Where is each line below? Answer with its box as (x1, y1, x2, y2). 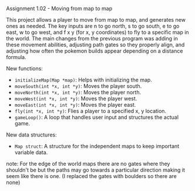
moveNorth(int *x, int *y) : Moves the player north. (14, 89, 142, 95)
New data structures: (6, 131, 57, 138)
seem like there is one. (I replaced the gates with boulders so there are (6, 173, 177, 179)
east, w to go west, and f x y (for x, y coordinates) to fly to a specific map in (6, 29, 189, 36)
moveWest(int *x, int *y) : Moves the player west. (14, 95, 137, 102)
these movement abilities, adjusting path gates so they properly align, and (6, 41, 185, 48)
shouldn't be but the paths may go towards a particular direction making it (6, 166, 185, 173)
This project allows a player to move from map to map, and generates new (6, 16, 186, 23)
